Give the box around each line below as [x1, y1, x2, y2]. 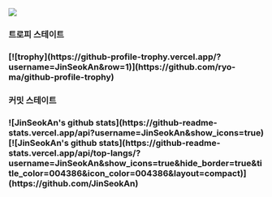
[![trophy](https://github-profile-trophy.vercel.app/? [8, 51, 222, 62]
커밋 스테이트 [8, 94, 57, 105]
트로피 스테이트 [8, 28, 65, 40]
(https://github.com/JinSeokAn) [8, 178, 139, 189]
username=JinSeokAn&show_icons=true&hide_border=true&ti [8, 157, 262, 169]
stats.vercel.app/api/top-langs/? [8, 147, 141, 158]
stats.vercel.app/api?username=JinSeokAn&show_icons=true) [8, 126, 264, 138]
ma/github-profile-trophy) [8, 71, 114, 83]
